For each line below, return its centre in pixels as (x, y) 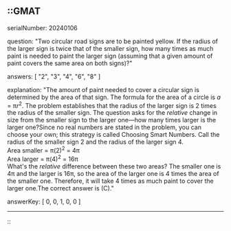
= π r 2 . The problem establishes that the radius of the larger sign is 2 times (112, 104)
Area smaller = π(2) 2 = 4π (44, 150)
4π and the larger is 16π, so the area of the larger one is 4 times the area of (113, 173)
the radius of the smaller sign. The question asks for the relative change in (112, 113)
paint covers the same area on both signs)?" (70, 63)
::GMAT (24, 11)
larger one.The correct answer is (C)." (61, 188)
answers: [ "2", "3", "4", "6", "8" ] (54, 76)
